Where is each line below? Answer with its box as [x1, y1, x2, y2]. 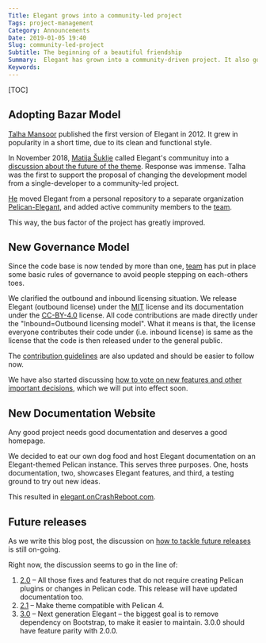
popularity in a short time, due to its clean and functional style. [8, 137, 212, 147]
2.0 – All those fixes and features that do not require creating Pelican [19, 576, 244, 584]
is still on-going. [8, 545, 61, 554]
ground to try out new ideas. [8, 477, 101, 487]
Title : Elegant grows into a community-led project [8, 11, 182, 20]
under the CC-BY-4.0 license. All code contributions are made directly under [8, 310, 258, 320]
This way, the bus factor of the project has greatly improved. [8, 218, 206, 227]
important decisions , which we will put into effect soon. [8, 383, 188, 393]
